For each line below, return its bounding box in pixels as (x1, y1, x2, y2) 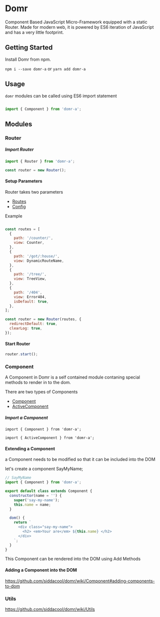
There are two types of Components (5, 389, 78, 395)
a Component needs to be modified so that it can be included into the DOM (5, 456, 156, 462)
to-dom (5, 583, 20, 589)
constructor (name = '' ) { (9, 493, 62, 498)
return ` (14, 520, 32, 525)
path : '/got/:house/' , (14, 254, 60, 258)
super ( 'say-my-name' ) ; (14, 497, 60, 503)
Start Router (5, 341, 31, 347)
